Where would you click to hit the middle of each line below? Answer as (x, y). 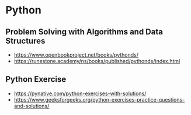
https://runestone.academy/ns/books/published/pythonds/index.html (97, 61)
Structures (25, 41)
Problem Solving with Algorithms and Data (84, 32)
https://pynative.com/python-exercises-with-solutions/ (80, 93)
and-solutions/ (32, 106)
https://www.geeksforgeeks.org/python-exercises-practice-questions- (99, 99)
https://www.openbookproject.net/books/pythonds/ (76, 55)
